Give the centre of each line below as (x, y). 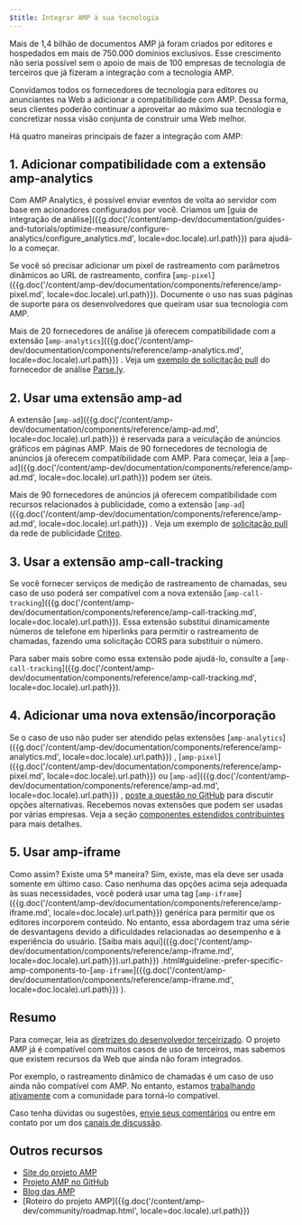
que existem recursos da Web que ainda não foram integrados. (126, 1059)
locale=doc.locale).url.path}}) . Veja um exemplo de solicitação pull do (140, 360)
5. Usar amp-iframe (65, 852)
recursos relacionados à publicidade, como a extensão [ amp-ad (126, 505)
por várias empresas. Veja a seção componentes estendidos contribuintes (147, 814)
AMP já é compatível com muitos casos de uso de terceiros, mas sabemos (147, 1049)
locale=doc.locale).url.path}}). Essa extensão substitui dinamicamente (140, 622)
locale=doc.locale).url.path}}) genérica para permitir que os (164, 912)
